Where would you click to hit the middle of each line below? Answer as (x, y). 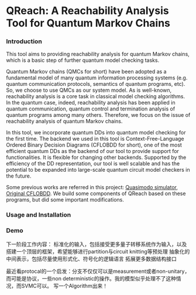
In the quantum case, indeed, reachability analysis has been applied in (91, 103)
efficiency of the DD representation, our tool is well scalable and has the (93, 164)
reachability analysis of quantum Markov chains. (64, 122)
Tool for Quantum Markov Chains (88, 23)
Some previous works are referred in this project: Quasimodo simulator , (92, 188)
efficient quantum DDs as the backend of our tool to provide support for (93, 151)
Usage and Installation (39, 215)
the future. (19, 176)
